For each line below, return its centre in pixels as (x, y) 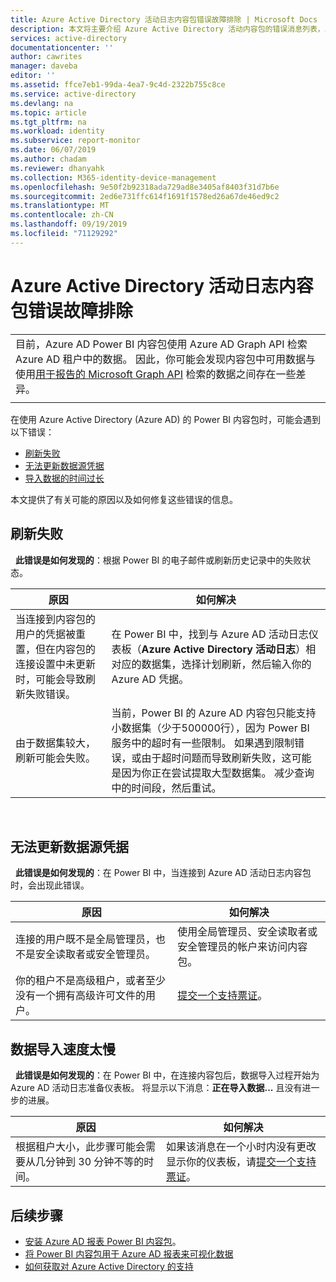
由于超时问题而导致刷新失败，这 (216, 758)
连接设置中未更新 (56, 664)
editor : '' (33, 76)
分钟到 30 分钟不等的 (95, 1162)
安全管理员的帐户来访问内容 (242, 947)
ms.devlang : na (42, 103)
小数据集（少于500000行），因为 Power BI (210, 728)
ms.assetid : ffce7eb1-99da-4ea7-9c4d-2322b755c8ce (118, 85)
